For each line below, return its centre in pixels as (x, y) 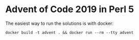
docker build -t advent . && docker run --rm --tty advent (69, 32)
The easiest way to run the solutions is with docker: (60, 23)
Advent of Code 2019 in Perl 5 (70, 9)
